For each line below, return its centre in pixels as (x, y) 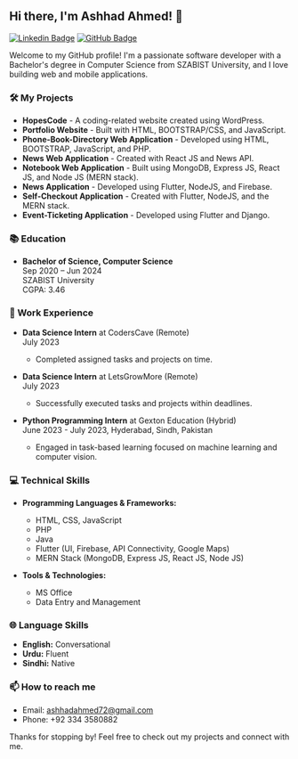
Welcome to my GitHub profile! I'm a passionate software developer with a (145, 55)
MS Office (54, 592)
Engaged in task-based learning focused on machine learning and (156, 447)
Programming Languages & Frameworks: (99, 503)
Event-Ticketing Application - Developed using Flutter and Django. (146, 216)
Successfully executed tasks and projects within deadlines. (144, 403)
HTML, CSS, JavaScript (78, 520)
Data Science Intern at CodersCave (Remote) (105, 332)
